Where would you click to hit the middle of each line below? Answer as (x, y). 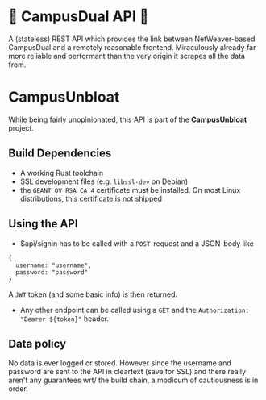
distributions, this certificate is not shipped (91, 198)
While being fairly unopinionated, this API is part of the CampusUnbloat (128, 119)
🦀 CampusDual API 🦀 (79, 17)
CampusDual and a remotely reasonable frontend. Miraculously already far (132, 47)
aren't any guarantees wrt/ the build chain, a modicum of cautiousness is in (133, 380)
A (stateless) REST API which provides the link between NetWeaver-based (132, 39)
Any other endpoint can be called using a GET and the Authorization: (135, 310)
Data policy (37, 343)
